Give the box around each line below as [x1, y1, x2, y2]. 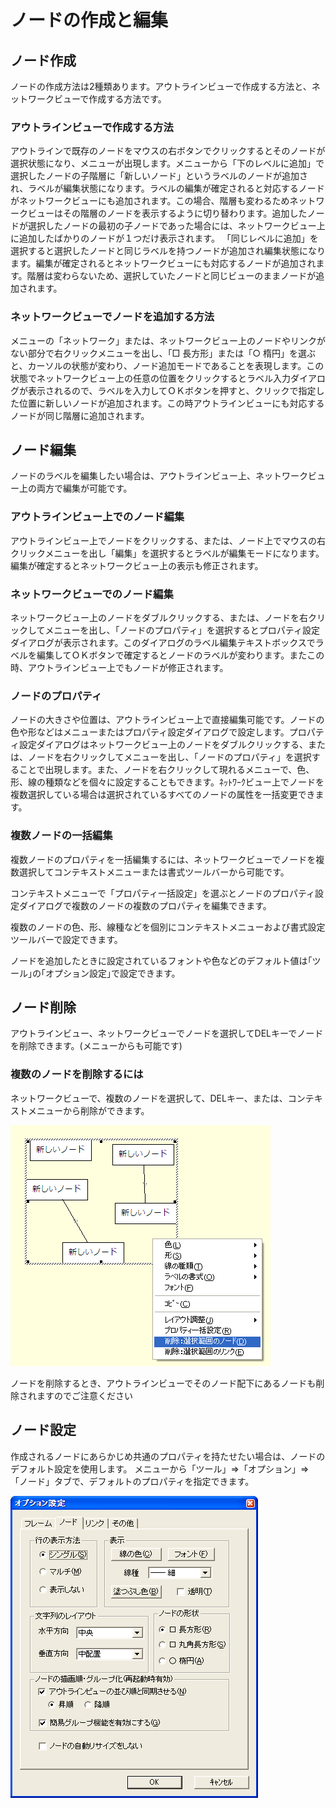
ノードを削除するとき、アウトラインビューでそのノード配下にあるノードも [10, 1377, 317, 1389]
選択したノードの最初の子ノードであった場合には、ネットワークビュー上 [27, 220, 326, 232]
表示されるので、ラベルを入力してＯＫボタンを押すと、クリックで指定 [27, 384, 317, 396]
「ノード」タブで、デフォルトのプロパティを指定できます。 [10, 1475, 255, 1487]
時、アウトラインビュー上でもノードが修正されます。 [10, 662, 229, 673]
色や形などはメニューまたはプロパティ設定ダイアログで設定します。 [10, 726, 290, 738]
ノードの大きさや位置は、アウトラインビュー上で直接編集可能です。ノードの [10, 714, 325, 726]
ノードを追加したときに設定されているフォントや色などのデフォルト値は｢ [10, 954, 313, 966]
